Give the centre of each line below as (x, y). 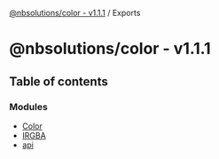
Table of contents (59, 81)
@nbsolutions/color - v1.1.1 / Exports (75, 13)
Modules (29, 107)
